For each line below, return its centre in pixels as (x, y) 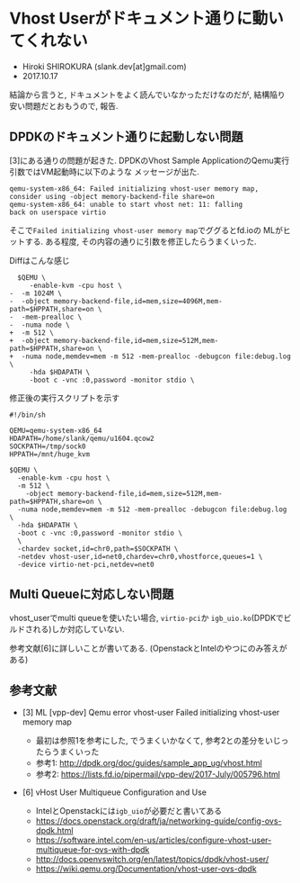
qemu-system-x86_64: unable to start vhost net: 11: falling (126, 204)
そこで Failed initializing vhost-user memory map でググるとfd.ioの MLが (146, 230)
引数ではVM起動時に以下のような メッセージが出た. (104, 171)
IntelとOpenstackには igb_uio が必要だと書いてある (129, 811)
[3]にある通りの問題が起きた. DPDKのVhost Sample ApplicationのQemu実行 (150, 160)
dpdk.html (54, 831)
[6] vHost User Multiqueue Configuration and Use (114, 792)
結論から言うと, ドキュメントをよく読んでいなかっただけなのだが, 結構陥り (147, 95)
